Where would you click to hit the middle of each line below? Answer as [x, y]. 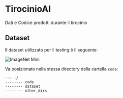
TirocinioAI [28, 9]
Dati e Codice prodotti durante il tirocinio [46, 23]
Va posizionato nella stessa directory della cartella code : [61, 69]
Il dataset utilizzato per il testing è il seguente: [51, 49]
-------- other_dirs [26, 91]
